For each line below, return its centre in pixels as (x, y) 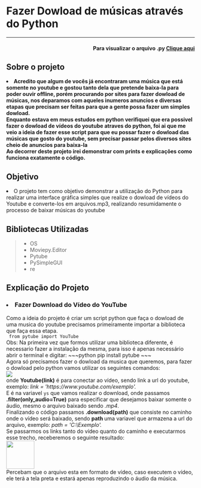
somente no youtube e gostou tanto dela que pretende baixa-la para (93, 88)
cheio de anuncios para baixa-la (47, 145)
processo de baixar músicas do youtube (56, 210)
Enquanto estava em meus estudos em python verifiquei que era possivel (99, 120)
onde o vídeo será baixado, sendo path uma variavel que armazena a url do (99, 418)
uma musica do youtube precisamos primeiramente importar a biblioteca (96, 324)
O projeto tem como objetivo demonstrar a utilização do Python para (98, 191)
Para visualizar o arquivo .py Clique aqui (144, 48)
